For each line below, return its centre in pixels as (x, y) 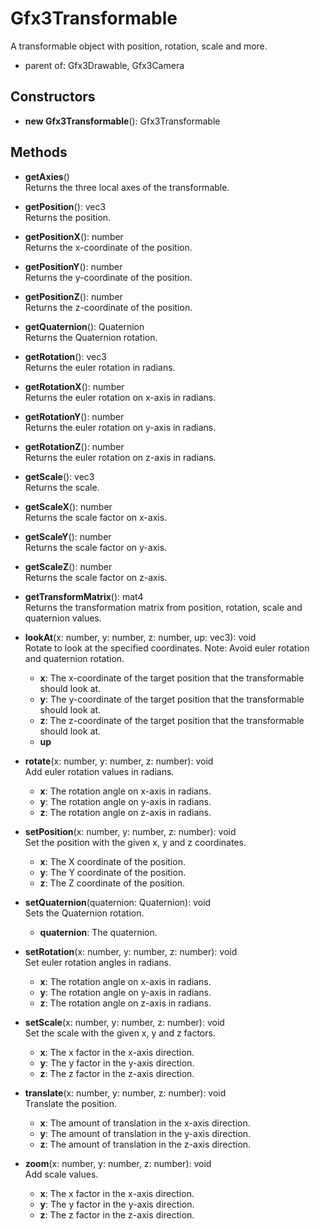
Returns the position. (68, 217)
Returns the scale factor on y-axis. (96, 547)
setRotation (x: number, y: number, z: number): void (131, 951)
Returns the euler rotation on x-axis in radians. (120, 397)
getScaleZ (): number (68, 566)
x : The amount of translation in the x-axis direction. (145, 1123)
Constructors (53, 97)
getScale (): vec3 (59, 476)
